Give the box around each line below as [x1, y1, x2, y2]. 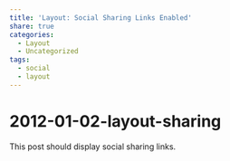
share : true [9, 22, 54, 31]
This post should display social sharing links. [9, 141, 177, 152]
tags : [9, 55, 30, 64]
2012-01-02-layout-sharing [9, 110, 222, 131]
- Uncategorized [17, 47, 79, 56]
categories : [9, 30, 54, 39]
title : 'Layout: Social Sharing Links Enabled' [9, 13, 193, 23]
